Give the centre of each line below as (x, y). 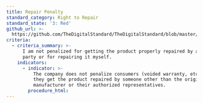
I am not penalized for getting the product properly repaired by (108, 51)
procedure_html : (48, 91)
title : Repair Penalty (35, 12)
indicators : (32, 62)
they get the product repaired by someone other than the (108, 79)
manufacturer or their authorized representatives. (99, 85)
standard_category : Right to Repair (52, 18)
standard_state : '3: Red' (39, 23)
